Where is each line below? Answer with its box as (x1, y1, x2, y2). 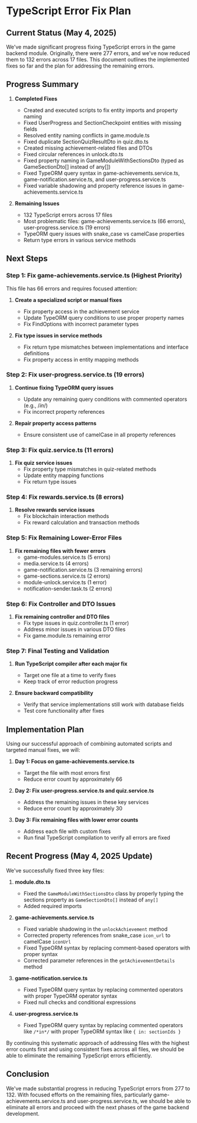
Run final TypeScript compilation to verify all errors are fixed (23, 834, 170, 841)
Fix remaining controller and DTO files (14, 613, 110, 620)
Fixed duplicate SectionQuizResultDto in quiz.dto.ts (23, 138, 149, 145)
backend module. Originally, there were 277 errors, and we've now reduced (6, 50, 190, 57)
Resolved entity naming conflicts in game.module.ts (23, 131, 150, 139)
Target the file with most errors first (23, 770, 111, 777)
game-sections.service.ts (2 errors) (23, 572, 111, 580)
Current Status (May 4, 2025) (6, 28, 117, 38)
